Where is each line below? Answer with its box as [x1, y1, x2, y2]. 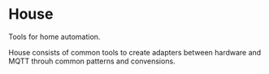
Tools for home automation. [8, 32, 101, 41]
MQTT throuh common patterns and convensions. [8, 56, 176, 66]
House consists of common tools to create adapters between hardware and [8, 47, 262, 57]
